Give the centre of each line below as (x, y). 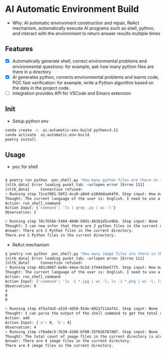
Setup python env (30, 121)
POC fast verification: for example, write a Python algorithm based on (83, 82)
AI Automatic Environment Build (72, 9)
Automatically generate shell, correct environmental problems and (80, 61)
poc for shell (25, 167)
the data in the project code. (41, 88)
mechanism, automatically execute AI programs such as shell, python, (83, 28)
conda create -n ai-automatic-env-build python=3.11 (62, 130)
